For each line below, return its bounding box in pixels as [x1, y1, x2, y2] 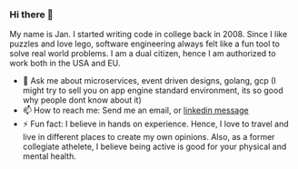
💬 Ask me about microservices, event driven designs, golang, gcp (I [22, 75, 277, 86]
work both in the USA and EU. [9, 58, 121, 69]
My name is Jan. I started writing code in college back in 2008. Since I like [9, 29, 288, 40]
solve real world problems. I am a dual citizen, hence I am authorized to [9, 48, 276, 59]
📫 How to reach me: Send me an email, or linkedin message [22, 104, 249, 116]
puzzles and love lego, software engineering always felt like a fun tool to [9, 38, 280, 49]
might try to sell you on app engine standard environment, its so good [22, 85, 283, 96]
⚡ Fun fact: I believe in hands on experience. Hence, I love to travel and [22, 118, 289, 130]
